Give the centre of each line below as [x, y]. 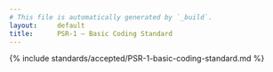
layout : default [48, 25]
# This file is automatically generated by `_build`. [111, 17]
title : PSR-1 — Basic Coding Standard [91, 33]
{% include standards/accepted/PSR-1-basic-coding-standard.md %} [137, 59]
